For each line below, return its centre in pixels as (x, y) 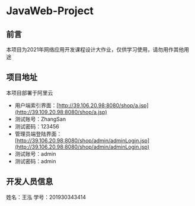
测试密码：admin (35, 161)
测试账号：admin (35, 154)
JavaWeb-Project (50, 11)
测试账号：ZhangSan (40, 119)
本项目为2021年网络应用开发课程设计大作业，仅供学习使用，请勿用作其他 (95, 49)
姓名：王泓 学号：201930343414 (46, 197)
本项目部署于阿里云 (30, 92)
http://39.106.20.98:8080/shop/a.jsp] (103, 105)
